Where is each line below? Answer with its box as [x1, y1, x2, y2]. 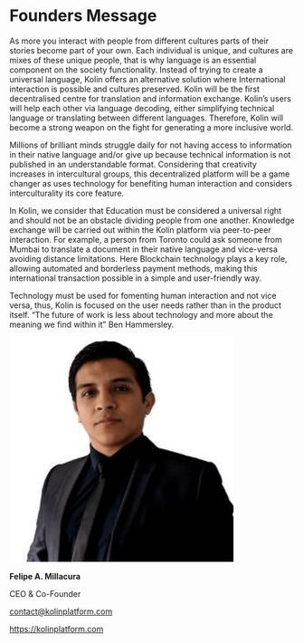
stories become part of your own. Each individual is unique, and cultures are [9, 44, 294, 55]
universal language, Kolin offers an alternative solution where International [9, 73, 286, 84]
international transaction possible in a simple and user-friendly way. [9, 273, 262, 283]
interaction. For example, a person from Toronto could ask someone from [9, 234, 282, 245]
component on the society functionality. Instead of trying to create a [9, 64, 264, 75]
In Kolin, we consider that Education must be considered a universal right [9, 205, 282, 216]
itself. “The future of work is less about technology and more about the [9, 309, 273, 320]
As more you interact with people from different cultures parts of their [9, 35, 270, 46]
